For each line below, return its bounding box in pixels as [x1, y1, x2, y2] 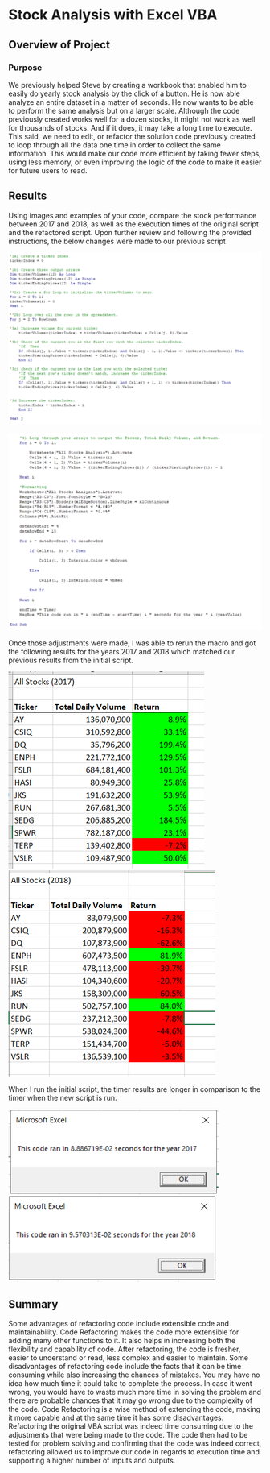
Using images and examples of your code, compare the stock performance [8, 210, 257, 220]
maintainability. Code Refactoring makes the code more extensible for [8, 1327, 239, 1337]
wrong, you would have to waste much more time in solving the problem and [8, 1388, 262, 1397]
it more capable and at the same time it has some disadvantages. [8, 1413, 224, 1423]
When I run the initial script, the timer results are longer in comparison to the [8, 1084, 261, 1093]
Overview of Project [8, 38, 111, 52]
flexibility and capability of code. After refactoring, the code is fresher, [8, 1344, 241, 1355]
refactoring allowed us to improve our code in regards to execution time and [8, 1447, 260, 1457]
